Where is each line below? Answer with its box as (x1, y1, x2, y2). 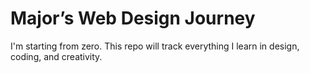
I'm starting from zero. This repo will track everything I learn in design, (10, 40, 300, 52)
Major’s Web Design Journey (10, 7, 256, 30)
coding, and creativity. (10, 50, 103, 62)
